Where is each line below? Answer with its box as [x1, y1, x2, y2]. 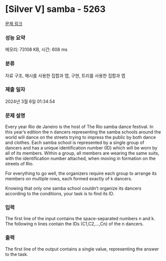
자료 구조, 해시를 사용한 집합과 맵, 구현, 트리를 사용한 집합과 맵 [5, 72, 126, 78]
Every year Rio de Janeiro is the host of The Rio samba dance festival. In [5, 124, 154, 130]
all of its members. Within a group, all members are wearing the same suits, [5, 150, 160, 156]
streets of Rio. [5, 161, 34, 167]
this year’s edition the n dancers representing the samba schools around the [5, 129, 162, 135]
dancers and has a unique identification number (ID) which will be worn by [5, 145, 158, 151]
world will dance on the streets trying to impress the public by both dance [5, 134, 156, 140]
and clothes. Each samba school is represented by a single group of [5, 139, 145, 145]
